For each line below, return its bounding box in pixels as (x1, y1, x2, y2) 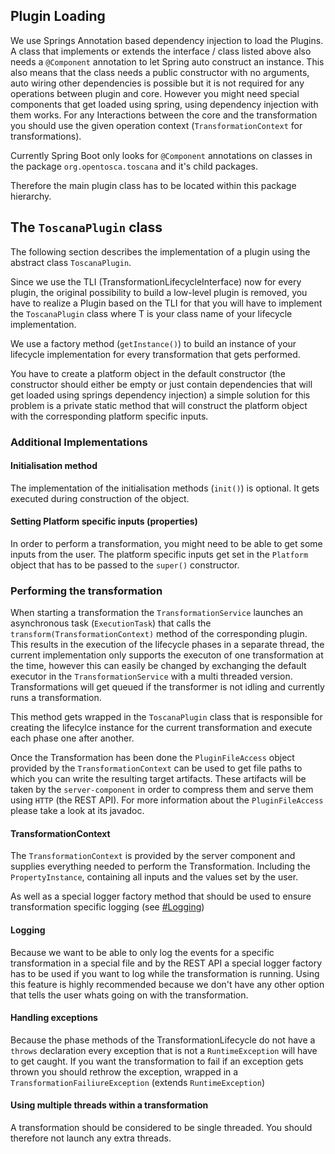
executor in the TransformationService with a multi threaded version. (10, 670, 293, 683)
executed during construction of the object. (10, 492, 190, 504)
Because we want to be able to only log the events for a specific (10, 946, 275, 958)
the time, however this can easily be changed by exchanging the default (10, 660, 307, 672)
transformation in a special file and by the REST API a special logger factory (10, 957, 323, 969)
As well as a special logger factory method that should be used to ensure (10, 890, 312, 903)
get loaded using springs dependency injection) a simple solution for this (10, 389, 311, 401)
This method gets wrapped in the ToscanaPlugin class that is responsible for (10, 711, 323, 723)
